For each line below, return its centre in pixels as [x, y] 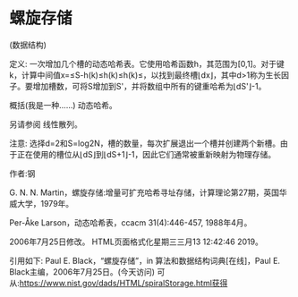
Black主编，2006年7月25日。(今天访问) [82, 272]
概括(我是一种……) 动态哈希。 [64, 105]
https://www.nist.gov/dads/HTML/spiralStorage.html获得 [123, 283]
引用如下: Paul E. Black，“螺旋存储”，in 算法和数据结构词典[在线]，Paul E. [145, 260]
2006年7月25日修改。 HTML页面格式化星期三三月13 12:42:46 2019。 [136, 242]
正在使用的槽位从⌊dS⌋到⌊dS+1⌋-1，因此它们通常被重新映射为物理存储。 [146, 154]
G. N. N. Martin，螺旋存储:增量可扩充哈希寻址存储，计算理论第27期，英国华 [149, 192]
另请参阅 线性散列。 [46, 124]
